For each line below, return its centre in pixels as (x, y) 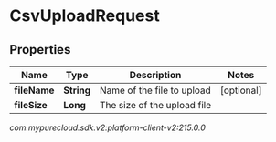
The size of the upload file (155, 105)
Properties (40, 50)
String (77, 90)
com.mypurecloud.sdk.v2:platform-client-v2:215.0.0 (107, 127)
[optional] (241, 90)
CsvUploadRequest (85, 16)
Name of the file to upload (155, 90)
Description (155, 75)
